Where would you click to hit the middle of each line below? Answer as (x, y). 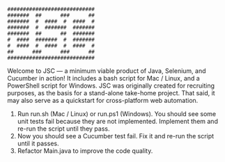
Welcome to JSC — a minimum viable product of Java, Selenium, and (107, 71)
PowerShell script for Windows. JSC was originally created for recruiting (111, 86)
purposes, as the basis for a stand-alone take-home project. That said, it (111, 93)
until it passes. (38, 143)
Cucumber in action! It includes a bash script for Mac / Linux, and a (103, 78)
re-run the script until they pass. (63, 129)
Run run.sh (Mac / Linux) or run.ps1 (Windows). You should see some (117, 114)
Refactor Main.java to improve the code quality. (85, 151)
